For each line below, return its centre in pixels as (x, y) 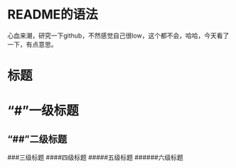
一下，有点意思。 (32, 44)
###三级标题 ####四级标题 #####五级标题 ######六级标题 (95, 157)
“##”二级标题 (37, 139)
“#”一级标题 (43, 111)
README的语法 (53, 15)
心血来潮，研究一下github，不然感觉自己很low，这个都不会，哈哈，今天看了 (118, 35)
